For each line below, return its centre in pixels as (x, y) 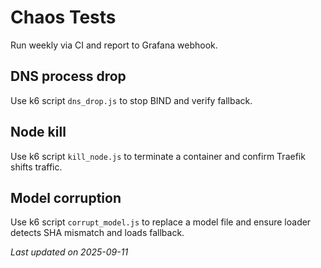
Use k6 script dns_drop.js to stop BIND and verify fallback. (131, 100)
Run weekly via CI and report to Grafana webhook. (114, 45)
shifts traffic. (36, 167)
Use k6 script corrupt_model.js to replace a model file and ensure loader (161, 222)
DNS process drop (68, 76)
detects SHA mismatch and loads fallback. (97, 233)
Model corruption (66, 197)
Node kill (38, 132)
